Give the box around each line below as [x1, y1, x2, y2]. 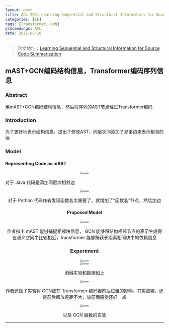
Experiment [70, 247, 99, 254]
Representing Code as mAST [5, 160, 67, 166]
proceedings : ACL [5, 26, 42, 31]
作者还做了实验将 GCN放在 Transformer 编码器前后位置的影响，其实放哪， [5, 288, 159, 294]
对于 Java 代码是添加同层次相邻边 [5, 179, 75, 185]
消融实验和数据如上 [64, 270, 105, 276]
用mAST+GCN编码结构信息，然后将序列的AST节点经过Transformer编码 [5, 104, 153, 110]
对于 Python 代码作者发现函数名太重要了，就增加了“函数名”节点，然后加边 [8, 198, 161, 204]
